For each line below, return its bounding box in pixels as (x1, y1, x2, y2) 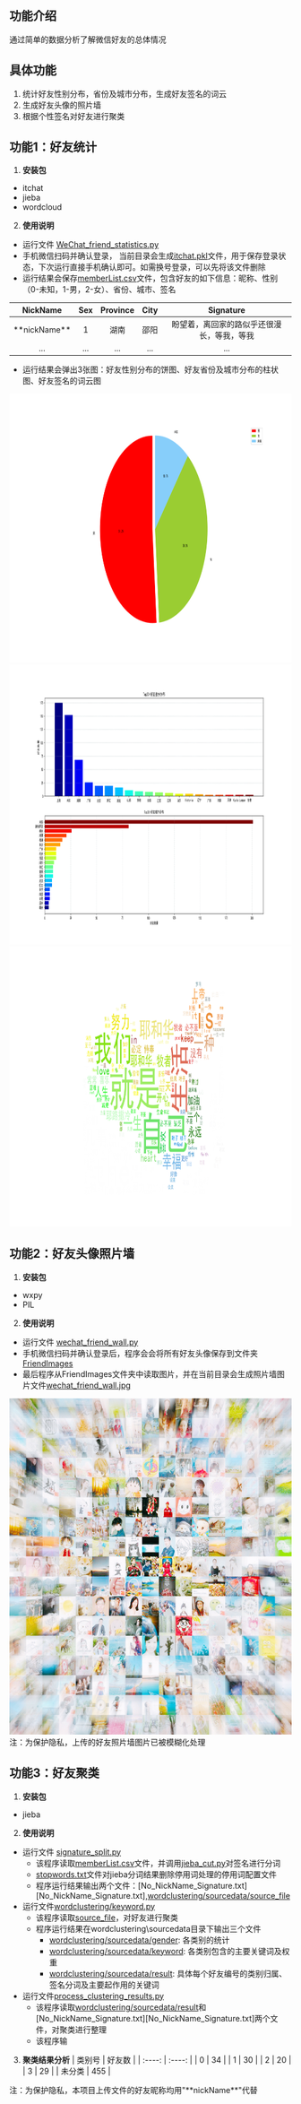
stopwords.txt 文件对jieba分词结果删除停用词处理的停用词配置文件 (35, 1868, 278, 1880)
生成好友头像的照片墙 (21, 100, 101, 110)
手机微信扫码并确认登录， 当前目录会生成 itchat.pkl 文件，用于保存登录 (21, 250, 279, 262)
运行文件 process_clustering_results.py (21, 1990, 164, 2001)
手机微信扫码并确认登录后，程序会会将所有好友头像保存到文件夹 (21, 1347, 258, 1358)
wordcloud (21, 202, 63, 212)
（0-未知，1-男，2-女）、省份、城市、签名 (21, 284, 176, 295)
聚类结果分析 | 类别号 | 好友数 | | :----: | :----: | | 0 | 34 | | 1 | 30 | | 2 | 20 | (21, 2054, 292, 2065)
